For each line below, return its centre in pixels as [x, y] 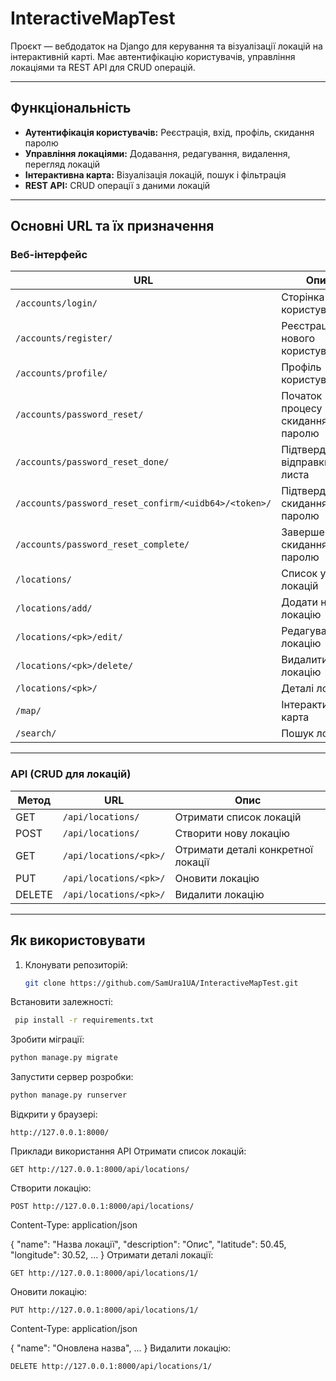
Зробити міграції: [47, 1039]
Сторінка [303, 297]
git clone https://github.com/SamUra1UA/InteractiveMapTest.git [161, 983]
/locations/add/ [54, 608]
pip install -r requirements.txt [84, 1020]
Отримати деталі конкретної [243, 849]
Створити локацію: [51, 1188]
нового [298, 339]
